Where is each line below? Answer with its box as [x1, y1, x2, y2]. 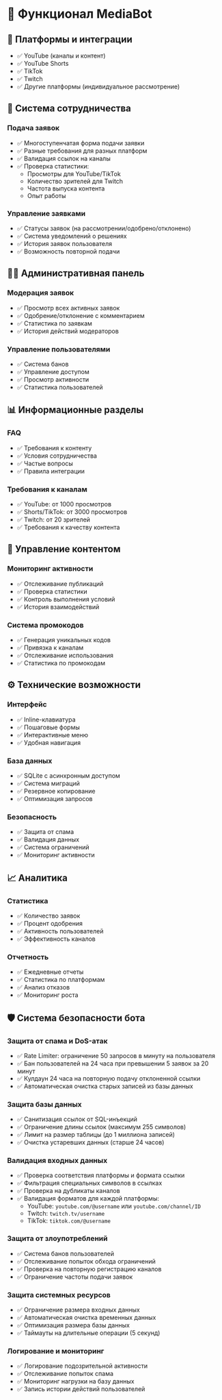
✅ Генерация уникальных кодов [16, 635, 111, 643]
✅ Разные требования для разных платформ [16, 147, 148, 155]
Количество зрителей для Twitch [27, 177, 124, 185]
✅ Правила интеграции [16, 467, 85, 475]
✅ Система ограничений [16, 843, 89, 852]
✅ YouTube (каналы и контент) [16, 51, 106, 60]
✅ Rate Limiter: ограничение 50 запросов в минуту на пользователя [16, 1051, 216, 1059]
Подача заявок [7, 123, 60, 133]
